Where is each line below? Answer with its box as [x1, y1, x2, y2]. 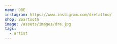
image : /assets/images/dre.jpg [5, 21, 71, 27]
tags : [5, 26, 16, 31]
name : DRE [5, 7, 26, 13]
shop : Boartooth [5, 17, 39, 22]
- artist [9, 31, 28, 36]
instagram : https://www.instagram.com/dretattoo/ [5, 12, 112, 17]
